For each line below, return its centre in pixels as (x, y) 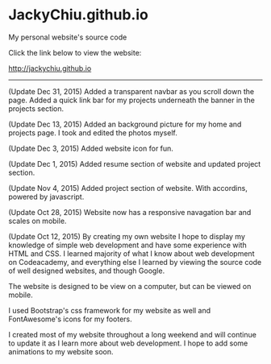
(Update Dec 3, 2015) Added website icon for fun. (91, 148)
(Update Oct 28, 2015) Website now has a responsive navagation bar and (130, 212)
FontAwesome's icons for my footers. (71, 319)
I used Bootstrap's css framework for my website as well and (110, 310)
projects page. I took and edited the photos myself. (93, 132)
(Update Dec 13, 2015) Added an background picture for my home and (125, 124)
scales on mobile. (38, 221)
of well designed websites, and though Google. (87, 271)
